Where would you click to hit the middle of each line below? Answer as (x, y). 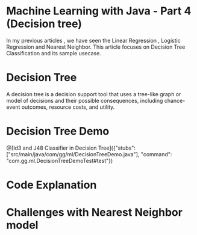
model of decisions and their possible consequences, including (85, 100)
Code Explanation (52, 185)
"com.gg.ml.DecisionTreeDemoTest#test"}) (60, 160)
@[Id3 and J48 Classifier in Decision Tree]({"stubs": (71, 148)
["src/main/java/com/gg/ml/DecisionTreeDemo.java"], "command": (89, 154)
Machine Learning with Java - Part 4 (99, 11)
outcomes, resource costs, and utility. (68, 107)
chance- (175, 100)
